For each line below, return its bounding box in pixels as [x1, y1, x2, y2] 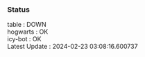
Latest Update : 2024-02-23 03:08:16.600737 [7, 43, 138, 51]
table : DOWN [7, 21, 46, 29]
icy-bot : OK [7, 35, 42, 43]
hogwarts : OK [7, 27, 49, 36]
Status [7, 5, 30, 14]
